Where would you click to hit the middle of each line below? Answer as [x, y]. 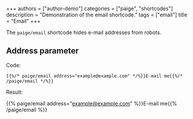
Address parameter [43, 51]
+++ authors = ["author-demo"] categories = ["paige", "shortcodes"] [90, 9]
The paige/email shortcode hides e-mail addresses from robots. [84, 32]
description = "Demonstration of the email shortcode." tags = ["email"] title [97, 15]
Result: [14, 92]
